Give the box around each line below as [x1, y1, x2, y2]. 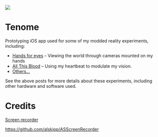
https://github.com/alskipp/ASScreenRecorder [5, 126, 99, 132]
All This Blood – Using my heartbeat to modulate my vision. [12, 63, 132, 69]
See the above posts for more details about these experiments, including [5, 78, 153, 84]
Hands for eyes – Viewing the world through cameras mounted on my [12, 52, 154, 59]
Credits [5, 101, 36, 112]
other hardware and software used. [5, 83, 77, 89]
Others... [12, 68, 31, 74]
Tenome [5, 22, 39, 33]
